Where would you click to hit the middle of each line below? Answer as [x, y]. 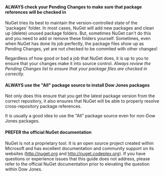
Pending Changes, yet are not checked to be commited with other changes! [81, 49]
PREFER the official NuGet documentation [48, 132]
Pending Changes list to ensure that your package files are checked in [76, 69]
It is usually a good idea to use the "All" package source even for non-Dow [80, 116]
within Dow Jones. [24, 169]
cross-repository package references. [43, 106]
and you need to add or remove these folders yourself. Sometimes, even [78, 39]
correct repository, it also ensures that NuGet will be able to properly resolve [82, 101]
